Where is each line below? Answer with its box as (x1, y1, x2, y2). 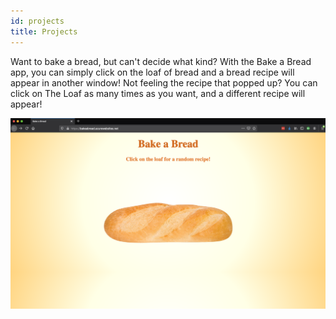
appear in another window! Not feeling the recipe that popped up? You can (10, 76, 318, 89)
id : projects (10, 16, 65, 26)
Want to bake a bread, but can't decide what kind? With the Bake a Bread (10, 55, 312, 67)
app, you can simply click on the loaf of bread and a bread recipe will (10, 66, 295, 78)
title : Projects (10, 26, 78, 37)
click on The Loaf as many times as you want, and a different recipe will (10, 87, 306, 99)
